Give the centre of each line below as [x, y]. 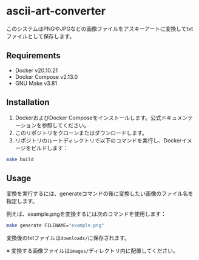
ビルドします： [50, 148]
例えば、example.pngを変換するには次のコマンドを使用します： [86, 214]
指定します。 [22, 201]
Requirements [33, 56]
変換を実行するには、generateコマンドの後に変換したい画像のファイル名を [100, 194]
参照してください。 [66, 125]
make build [20, 159]
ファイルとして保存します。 [41, 36]
